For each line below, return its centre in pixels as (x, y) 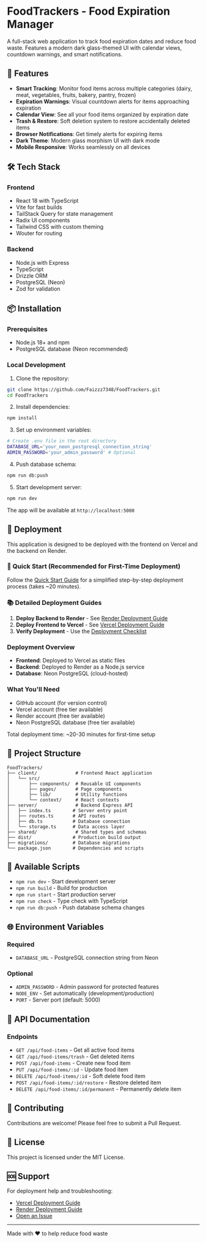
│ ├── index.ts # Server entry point (67, 810)
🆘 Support (28, 1176)
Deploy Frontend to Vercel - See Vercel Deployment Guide (90, 625)
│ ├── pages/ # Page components (64, 789)
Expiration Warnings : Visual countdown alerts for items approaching (103, 101)
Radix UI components (43, 220)
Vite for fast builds (39, 207)
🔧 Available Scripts (43, 866)
